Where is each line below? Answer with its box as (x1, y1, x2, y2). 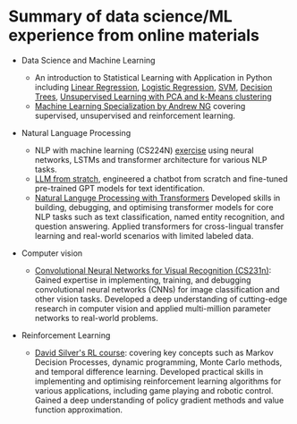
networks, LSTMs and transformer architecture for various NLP (34, 154, 267, 165)
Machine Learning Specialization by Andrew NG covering (34, 100, 246, 111)
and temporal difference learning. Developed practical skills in (34, 366, 264, 377)
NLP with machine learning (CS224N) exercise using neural (34, 145, 254, 156)
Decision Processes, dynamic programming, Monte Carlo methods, (34, 356, 283, 368)
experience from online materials (8, 25, 260, 46)
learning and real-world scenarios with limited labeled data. (34, 230, 254, 241)
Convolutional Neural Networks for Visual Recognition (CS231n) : (34, 265, 272, 276)
